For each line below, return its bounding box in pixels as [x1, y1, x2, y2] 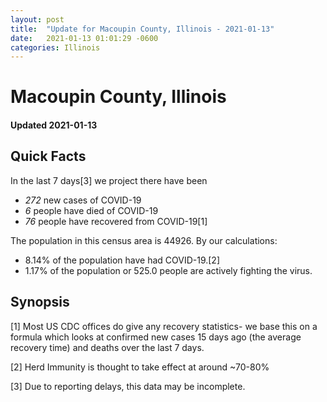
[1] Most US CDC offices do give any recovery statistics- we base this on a [10, 320, 318, 332]
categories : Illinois [10, 42, 101, 53]
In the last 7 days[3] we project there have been [10, 174, 208, 186]
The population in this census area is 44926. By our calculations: [10, 234, 278, 246]
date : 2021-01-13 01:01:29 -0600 [10, 33, 159, 43]
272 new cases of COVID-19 [24, 194, 142, 206]
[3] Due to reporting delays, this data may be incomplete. [10, 380, 246, 392]
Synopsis [10, 294, 70, 311]
